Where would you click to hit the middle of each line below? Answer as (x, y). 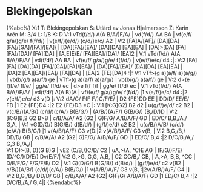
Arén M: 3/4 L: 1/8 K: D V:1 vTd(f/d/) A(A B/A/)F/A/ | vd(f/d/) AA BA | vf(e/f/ (99, 34)
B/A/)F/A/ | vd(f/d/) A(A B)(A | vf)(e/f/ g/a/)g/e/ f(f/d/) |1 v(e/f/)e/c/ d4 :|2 (97, 92)
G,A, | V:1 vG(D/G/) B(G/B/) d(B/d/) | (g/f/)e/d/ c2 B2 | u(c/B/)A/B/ (87, 124)
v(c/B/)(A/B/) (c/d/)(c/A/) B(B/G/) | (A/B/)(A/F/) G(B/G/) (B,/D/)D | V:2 (92, 111)
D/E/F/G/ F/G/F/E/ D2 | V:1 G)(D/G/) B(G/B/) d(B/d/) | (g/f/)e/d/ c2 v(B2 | (95, 163)
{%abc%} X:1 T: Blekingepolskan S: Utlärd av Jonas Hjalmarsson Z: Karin (98, 28)
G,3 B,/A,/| (19, 144)
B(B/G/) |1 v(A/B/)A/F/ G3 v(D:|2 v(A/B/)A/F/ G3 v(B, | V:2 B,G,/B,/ (104, 131)
